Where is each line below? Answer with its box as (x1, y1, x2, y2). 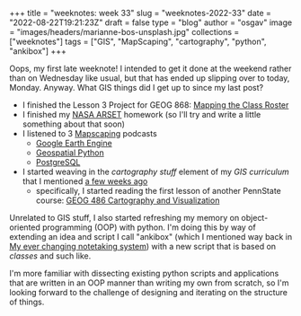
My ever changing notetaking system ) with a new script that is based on (9, 241, 277, 251)
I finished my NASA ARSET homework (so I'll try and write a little (22, 110, 261, 119)
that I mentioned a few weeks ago (22, 176, 148, 187)
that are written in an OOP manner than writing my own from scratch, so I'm (9, 277, 289, 288)
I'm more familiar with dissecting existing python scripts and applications (9, 268, 279, 278)
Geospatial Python (35, 147, 105, 158)
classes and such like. (9, 250, 92, 261)
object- (241, 213, 269, 223)
